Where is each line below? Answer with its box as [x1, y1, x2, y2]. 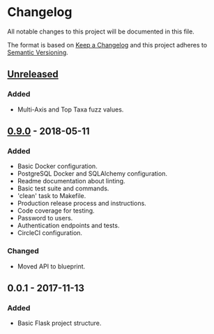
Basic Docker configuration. [17, 162, 98, 171]
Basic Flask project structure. [17, 319, 102, 328]
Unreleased [7, 68, 59, 80]
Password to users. [17, 214, 73, 222]
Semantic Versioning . [7, 48, 68, 56]
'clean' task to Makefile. [17, 192, 86, 200]
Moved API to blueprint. [17, 262, 86, 271]
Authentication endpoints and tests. [17, 221, 120, 230]
